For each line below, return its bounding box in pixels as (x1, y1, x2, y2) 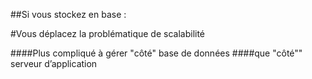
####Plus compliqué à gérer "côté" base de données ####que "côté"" (10, 47, 303, 59)
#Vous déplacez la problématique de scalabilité (10, 28, 206, 39)
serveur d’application (10, 58, 98, 69)
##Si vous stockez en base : (10, 9, 127, 20)
